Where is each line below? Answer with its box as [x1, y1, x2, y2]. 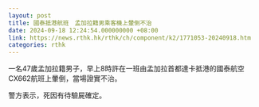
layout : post [8, 11, 52, 20]
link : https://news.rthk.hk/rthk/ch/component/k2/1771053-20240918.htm [8, 33, 251, 42]
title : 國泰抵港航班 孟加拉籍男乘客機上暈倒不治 [8, 19, 152, 27]
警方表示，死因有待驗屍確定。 [8, 90, 106, 100]
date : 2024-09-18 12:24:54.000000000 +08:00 [8, 26, 159, 34]
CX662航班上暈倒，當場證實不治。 [8, 74, 122, 83]
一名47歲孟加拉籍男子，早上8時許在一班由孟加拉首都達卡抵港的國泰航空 [8, 64, 245, 74]
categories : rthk [8, 41, 66, 49]
